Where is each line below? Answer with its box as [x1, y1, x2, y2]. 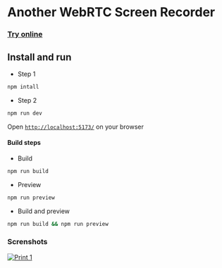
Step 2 [17, 96, 37, 104]
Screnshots [7, 237, 48, 247]
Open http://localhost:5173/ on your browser [7, 122, 144, 131]
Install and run [7, 51, 72, 63]
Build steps [7, 139, 41, 147]
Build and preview [17, 207, 70, 215]
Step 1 [17, 70, 36, 78]
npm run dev [7, 110, 42, 117]
